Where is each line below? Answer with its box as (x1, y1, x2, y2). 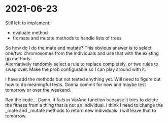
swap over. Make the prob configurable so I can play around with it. (5, 66, 146, 72)
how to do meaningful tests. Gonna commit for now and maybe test (5, 81, 146, 88)
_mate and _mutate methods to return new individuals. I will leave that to (5, 107, 156, 113)
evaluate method (12, 29, 48, 35)
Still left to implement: (5, 20, 51, 26)
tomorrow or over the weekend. (5, 87, 72, 93)
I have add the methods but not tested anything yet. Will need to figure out (5, 76, 161, 82)
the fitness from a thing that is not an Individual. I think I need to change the (5, 102, 163, 108)
